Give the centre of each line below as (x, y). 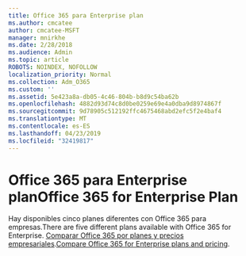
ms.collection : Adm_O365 (49, 82)
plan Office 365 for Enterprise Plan (123, 197)
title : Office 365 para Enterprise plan (76, 15)
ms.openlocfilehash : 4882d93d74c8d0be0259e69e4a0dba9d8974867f (115, 104)
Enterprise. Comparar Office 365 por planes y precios (96, 235)
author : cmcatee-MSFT (44, 30)
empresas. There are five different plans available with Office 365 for (120, 227)
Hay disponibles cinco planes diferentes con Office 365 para (108, 219)
